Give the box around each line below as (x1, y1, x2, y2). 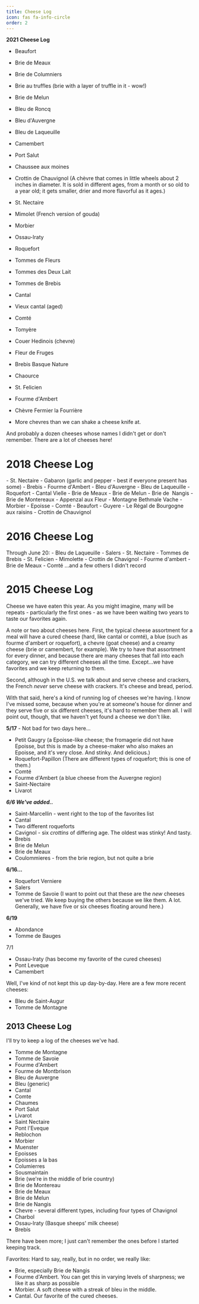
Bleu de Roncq (14, 106, 51, 113)
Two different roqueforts (14, 823, 75, 830)
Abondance (14, 926, 43, 933)
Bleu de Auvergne (14, 1074, 59, 1081)
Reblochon (14, 1131, 42, 1138)
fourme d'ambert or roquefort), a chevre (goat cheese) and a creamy (6, 639, 175, 647)
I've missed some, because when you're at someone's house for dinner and (6, 701, 192, 708)
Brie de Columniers (14, 71, 62, 78)
